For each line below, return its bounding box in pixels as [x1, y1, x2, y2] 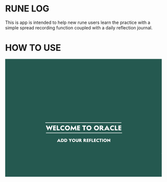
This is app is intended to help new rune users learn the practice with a [5, 19, 151, 25]
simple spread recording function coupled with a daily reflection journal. [5, 24, 153, 30]
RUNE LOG [5, 3, 50, 14]
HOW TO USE [5, 42, 61, 54]
